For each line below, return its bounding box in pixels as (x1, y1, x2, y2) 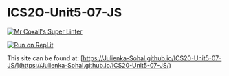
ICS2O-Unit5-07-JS (7, 5, 122, 21)
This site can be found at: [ (7, 53, 83, 62)
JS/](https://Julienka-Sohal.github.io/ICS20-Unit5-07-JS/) (7, 61, 172, 69)
